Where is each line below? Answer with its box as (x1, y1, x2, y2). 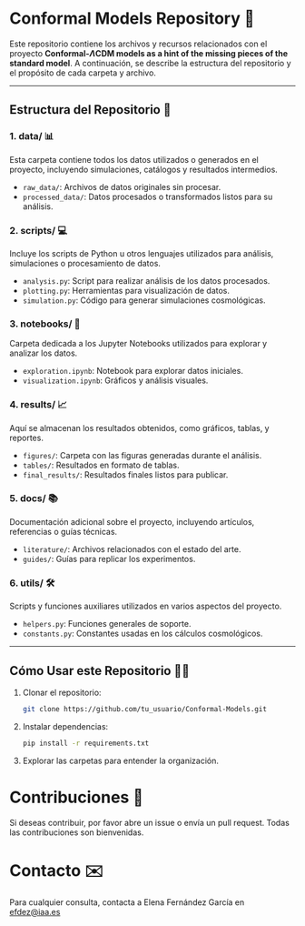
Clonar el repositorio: (22, 687, 102, 698)
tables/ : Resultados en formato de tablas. (22, 459, 180, 470)
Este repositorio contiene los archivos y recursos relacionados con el (9, 38, 268, 49)
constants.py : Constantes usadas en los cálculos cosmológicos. (22, 628, 263, 639)
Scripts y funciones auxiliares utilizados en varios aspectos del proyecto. (9, 600, 282, 612)
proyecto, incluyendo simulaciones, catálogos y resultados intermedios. (9, 164, 279, 175)
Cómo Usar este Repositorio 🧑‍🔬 (9, 663, 191, 679)
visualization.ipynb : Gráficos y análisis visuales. (22, 375, 209, 386)
